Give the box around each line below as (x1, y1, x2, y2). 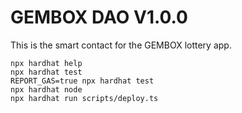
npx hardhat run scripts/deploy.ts (10, 93, 159, 103)
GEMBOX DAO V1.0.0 (10, 6, 188, 29)
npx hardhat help (10, 58, 83, 68)
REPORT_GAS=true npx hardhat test (10, 76, 155, 86)
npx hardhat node (10, 84, 83, 95)
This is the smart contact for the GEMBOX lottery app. (10, 39, 232, 51)
